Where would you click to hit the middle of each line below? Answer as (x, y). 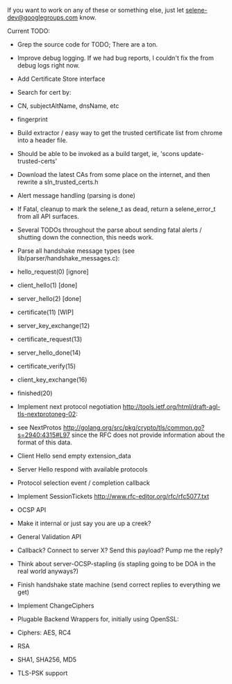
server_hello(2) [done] (49, 298)
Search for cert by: (44, 92)
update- (192, 154)
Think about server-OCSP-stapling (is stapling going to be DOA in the (116, 564)
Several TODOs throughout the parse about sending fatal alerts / (109, 230)
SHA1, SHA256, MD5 (47, 660)
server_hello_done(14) (49, 352)
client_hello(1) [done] (47, 285)
